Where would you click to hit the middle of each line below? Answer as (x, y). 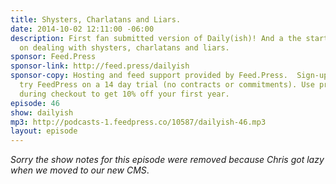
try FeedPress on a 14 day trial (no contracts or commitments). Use (167, 85)
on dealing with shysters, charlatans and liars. (124, 47)
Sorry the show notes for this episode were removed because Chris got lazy (167, 160)
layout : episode (44, 131)
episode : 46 (35, 103)
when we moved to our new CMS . (80, 170)
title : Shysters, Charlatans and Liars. (96, 19)
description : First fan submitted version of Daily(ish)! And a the (156, 38)
